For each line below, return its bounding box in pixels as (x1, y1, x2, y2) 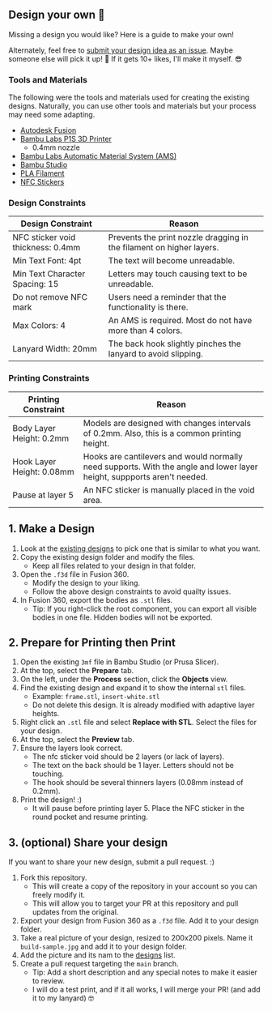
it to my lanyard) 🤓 (32, 993, 95, 1003)
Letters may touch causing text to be (108, 268, 248, 279)
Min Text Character (12, 268, 86, 279)
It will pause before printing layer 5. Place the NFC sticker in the (32, 804, 245, 813)
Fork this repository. (19, 872, 87, 883)
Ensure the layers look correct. (19, 743, 123, 753)
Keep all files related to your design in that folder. (32, 561, 196, 570)
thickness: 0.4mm (12, 242, 81, 254)
